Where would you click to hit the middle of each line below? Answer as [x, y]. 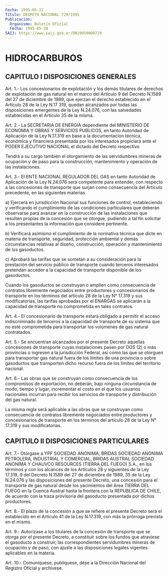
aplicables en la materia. [30, 553]
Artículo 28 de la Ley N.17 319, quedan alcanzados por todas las [71, 105]
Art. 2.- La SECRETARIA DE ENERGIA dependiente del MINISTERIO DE [77, 125]
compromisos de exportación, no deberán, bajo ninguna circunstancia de [81, 383]
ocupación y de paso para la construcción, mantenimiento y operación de [81, 162]
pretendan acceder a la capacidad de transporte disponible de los [73, 270]
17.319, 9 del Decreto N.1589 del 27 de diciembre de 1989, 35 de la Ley [78, 474]
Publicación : [19, 19]
